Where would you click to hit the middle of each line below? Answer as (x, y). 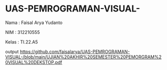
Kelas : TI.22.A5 (22, 42)
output (12, 51)
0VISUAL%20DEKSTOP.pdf (34, 62)
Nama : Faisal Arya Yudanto (34, 22)
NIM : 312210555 (23, 32)
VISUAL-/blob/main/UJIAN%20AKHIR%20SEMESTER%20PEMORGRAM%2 (83, 57)
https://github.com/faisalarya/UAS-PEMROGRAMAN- (75, 51)
